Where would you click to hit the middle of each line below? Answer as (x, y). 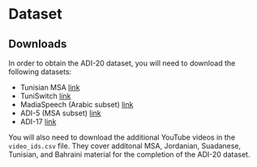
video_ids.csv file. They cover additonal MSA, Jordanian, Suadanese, (125, 146)
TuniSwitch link (45, 96)
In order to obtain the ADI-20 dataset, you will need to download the (122, 63)
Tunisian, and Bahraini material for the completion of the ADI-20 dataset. (129, 154)
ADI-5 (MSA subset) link (60, 113)
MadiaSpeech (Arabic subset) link (77, 104)
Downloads (38, 44)
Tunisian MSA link (50, 87)
